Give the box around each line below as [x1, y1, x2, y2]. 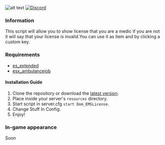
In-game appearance [5, 124, 57, 131]
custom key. [5, 39, 30, 45]
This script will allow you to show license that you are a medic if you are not [5, 28, 160, 34]
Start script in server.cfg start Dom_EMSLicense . [12, 101, 109, 107]
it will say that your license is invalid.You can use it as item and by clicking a [5, 34, 161, 40]
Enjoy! [12, 111, 25, 117]
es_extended [12, 63, 39, 69]
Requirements [5, 51, 40, 58]
